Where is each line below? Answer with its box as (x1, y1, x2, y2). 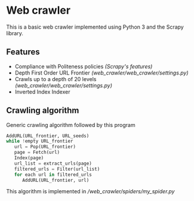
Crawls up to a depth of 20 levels (14, 75, 97, 82)
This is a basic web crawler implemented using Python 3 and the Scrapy (6, 23, 184, 30)
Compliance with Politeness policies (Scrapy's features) (14, 63, 153, 70)
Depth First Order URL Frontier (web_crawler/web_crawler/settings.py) (14, 69, 189, 76)
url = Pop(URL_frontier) (14, 144, 76, 150)
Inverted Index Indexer (14, 88, 70, 95)
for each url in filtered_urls (14, 171, 93, 178)
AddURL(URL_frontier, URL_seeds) (6, 132, 90, 139)
